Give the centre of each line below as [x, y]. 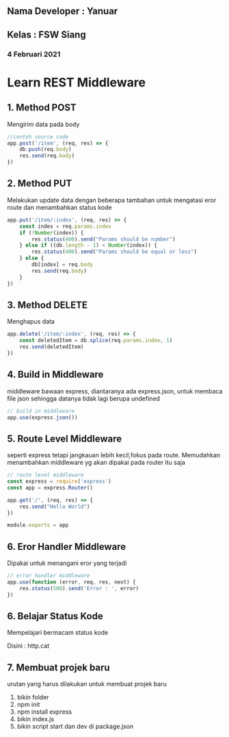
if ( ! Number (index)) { [52, 232]
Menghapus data [31, 322]
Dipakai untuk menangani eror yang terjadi [67, 563]
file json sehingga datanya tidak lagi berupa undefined [84, 398]
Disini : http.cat [28, 646]
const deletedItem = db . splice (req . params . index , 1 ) [96, 341]
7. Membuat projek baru [59, 667]
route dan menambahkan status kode [59, 207]
